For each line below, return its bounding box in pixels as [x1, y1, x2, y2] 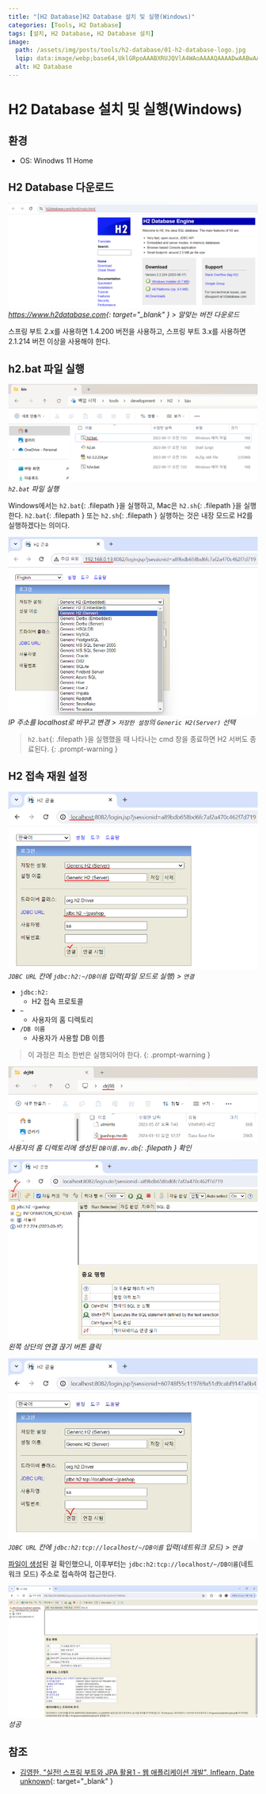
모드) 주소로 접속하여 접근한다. [22, 1569, 117, 1579]
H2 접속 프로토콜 [31, 996, 84, 1005]
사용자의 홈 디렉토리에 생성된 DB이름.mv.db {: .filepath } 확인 [8, 1143, 192, 1153]
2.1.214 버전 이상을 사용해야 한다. [8, 336, 111, 346]
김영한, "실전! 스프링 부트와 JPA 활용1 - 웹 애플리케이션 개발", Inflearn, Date [19, 1767, 255, 1777]
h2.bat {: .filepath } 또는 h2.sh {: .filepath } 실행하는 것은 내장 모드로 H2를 [25, 511, 253, 520]
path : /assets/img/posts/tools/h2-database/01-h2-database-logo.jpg [15, 46, 246, 55]
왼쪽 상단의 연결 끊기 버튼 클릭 [8, 1342, 101, 1351]
